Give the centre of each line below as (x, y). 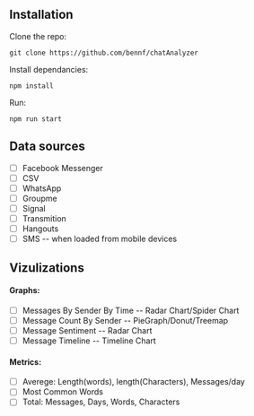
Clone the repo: (38, 36)
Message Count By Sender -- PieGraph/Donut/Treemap (125, 320)
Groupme (39, 198)
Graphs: (25, 290)
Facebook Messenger (62, 168)
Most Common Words (62, 392)
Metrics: (26, 361)
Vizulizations (47, 268)
